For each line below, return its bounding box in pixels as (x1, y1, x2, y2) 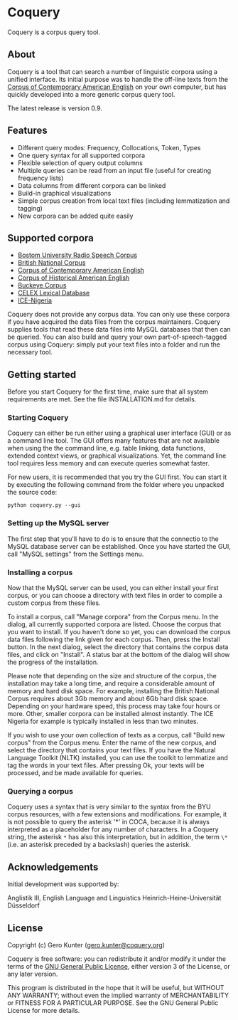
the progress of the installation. (7, 658, 99, 666)
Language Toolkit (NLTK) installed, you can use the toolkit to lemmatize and (7, 754, 229, 762)
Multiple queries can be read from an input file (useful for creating (17, 166, 212, 174)
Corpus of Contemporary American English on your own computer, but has (7, 83, 227, 91)
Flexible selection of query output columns (17, 158, 144, 167)
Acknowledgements (7, 861, 99, 873)
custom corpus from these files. (7, 599, 101, 607)
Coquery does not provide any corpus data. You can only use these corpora (7, 310, 230, 319)
